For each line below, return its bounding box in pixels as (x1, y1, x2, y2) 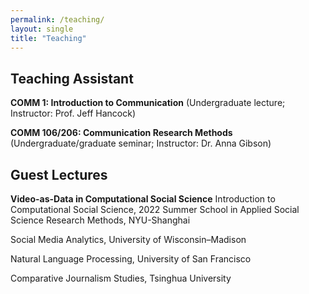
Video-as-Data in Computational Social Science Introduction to (10, 193, 276, 205)
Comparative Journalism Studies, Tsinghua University (10, 272, 232, 284)
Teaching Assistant (10, 70, 134, 87)
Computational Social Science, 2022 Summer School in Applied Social (10, 204, 300, 215)
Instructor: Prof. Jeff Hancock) (10, 107, 136, 120)
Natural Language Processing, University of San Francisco (10, 253, 252, 265)
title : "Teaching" (10, 33, 87, 43)
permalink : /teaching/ (10, 14, 105, 25)
